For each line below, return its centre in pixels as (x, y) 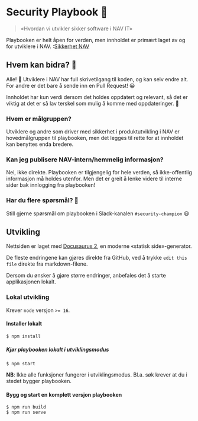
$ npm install (24, 336)
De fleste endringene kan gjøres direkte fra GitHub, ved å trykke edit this (97, 258)
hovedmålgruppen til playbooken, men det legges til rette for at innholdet (95, 138)
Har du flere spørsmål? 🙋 (42, 200)
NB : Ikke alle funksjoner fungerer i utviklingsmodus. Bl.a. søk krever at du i (97, 374)
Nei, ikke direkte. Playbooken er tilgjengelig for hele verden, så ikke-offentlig (99, 173)
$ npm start (21, 363)
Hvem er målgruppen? (39, 119)
